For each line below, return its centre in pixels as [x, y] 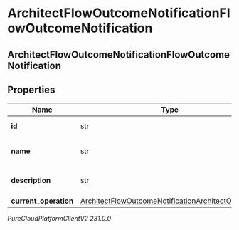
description [31, 181]
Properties [31, 89]
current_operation [42, 201]
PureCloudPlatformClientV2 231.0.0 [59, 219]
